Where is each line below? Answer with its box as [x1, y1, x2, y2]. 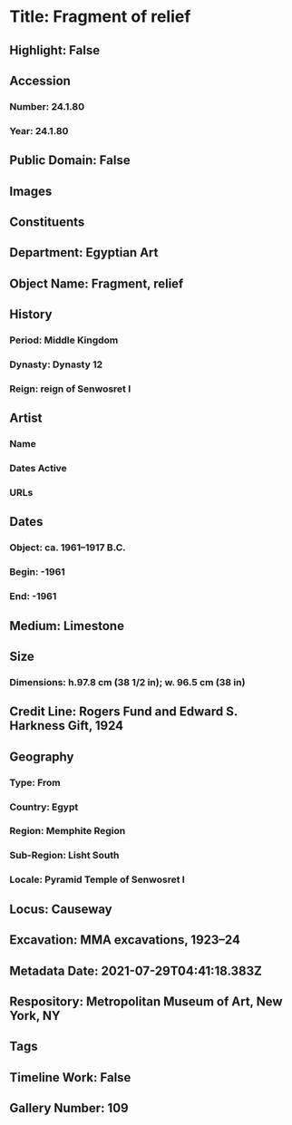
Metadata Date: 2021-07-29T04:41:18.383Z [9, 963, 263, 978]
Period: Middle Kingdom [9, 334, 119, 346]
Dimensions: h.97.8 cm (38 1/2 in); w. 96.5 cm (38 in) [9, 675, 246, 688]
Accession [9, 73, 71, 88]
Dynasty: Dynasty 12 [9, 358, 102, 371]
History [9, 306, 53, 323]
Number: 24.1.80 [9, 100, 84, 112]
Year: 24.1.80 [9, 124, 69, 137]
